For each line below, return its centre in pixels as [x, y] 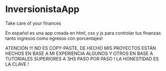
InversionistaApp [42, 9]
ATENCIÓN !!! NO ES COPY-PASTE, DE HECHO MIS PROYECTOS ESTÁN [81, 48]
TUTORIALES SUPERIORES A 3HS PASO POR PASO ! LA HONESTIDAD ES [82, 58]
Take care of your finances [33, 23]
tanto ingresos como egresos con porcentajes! [54, 38]
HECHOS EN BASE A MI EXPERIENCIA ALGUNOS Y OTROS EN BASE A [79, 53]
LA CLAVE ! [17, 64]
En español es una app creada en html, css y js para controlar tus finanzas [83, 33]
